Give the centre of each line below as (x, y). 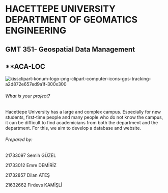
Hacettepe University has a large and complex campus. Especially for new (83, 112)
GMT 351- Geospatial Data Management (70, 49)
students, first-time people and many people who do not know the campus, (84, 117)
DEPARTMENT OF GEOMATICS (72, 20)
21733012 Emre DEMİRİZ (31, 165)
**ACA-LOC (25, 66)
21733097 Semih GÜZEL (31, 155)
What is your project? (28, 96)
